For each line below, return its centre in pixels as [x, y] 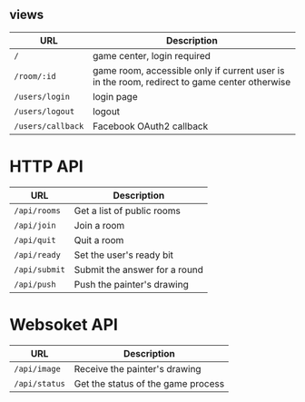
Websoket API [64, 324]
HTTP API [46, 166]
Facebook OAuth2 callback [150, 126]
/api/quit [35, 240]
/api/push [35, 284]
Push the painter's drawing [131, 284]
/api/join [35, 225]
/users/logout [44, 111]
